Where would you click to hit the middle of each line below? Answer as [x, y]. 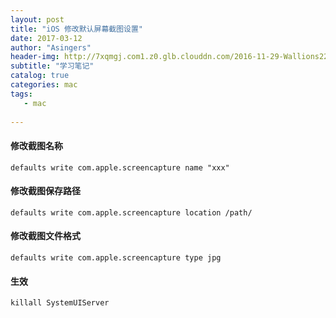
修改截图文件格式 [45, 236]
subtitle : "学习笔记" [52, 66]
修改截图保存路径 [45, 191]
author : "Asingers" [51, 47]
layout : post [37, 19]
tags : [21, 94]
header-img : [35, 57]
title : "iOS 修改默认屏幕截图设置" [76, 29]
